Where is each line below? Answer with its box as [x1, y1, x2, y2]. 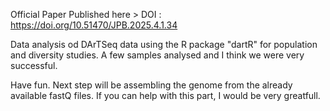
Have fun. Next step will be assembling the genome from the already [10, 79, 293, 91]
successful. [10, 60, 58, 71]
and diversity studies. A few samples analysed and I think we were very [10, 49, 305, 61]
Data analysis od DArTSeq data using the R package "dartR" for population [10, 39, 318, 50]
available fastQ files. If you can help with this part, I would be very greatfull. [10, 90, 321, 101]
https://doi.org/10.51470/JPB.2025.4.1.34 [10, 19, 178, 31]
